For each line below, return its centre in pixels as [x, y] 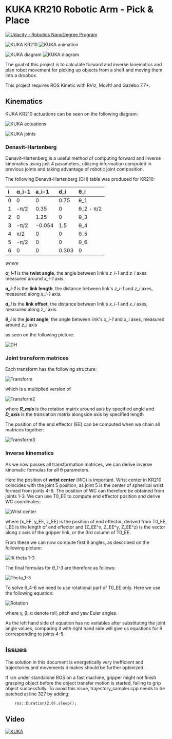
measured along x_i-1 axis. [33, 294]
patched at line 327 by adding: [37, 694]
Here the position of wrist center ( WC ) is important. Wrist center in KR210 [83, 480]
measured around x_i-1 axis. [35, 279]
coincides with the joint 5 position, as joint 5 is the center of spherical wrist [84, 485]
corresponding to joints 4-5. [35, 634]
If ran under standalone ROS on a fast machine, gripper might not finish [81, 678]
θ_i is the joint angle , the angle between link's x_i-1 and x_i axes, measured [85, 319]
